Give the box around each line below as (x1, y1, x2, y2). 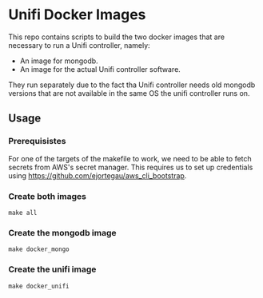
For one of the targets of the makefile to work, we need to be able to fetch (8, 153, 252, 163)
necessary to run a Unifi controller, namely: (8, 40, 150, 50)
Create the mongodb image (8, 227, 118, 238)
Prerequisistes (8, 136, 66, 147)
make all (8, 209, 38, 217)
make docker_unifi (8, 282, 70, 290)
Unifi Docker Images (8, 6, 146, 24)
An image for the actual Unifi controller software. (19, 64, 181, 74)
